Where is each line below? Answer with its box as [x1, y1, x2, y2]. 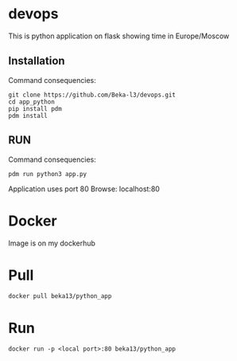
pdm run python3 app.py [8, 170, 87, 178]
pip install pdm [8, 104, 62, 112]
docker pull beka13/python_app [8, 292, 112, 300]
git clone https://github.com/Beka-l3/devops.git [8, 91, 177, 99]
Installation [8, 54, 65, 68]
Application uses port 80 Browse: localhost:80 [8, 184, 161, 194]
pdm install [8, 112, 48, 120]
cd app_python [8, 97, 56, 106]
